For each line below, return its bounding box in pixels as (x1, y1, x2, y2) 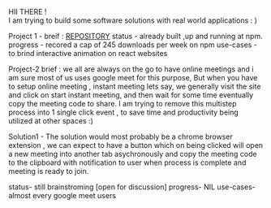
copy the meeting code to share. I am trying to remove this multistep (8, 99, 237, 108)
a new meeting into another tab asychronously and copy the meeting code (8, 149, 257, 158)
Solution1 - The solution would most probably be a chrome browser (8, 132, 233, 141)
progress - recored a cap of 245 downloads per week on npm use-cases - (8, 40, 258, 50)
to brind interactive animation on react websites (8, 49, 168, 58)
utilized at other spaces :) (8, 116, 93, 125)
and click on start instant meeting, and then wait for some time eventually (8, 90, 254, 100)
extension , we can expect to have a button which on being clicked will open (8, 141, 264, 149)
